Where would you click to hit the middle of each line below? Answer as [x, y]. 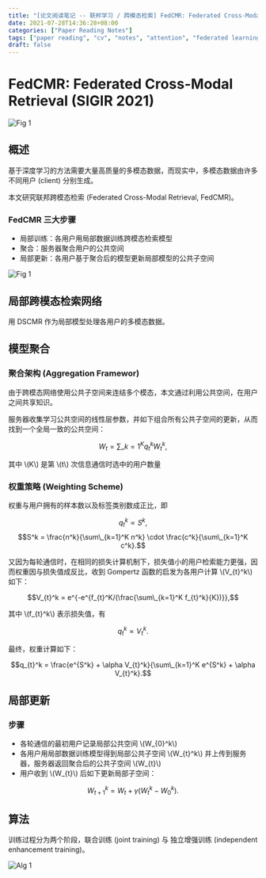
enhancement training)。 [49, 849]
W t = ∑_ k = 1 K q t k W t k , [133, 446]
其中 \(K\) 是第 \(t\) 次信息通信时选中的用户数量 [85, 464]
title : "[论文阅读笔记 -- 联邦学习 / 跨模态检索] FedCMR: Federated [114, 15]
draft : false [30, 45]
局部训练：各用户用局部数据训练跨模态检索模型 [96, 239]
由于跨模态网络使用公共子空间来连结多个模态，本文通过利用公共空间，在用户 [133, 392]
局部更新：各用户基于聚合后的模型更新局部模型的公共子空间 [117, 258]
